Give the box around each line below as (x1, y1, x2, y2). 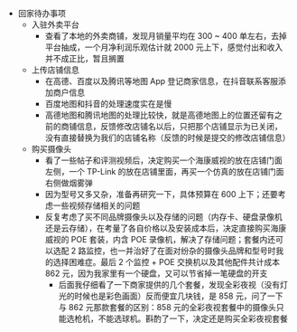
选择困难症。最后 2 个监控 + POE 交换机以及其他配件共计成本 (52, 257, 280, 267)
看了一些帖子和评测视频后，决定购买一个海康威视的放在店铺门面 (44, 155, 283, 166)
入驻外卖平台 (31, 19, 79, 30)
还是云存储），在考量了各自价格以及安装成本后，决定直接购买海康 (44, 223, 287, 233)
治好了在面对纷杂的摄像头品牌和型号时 (133, 245, 276, 256)
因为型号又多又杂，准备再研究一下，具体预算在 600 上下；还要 (44, 189, 278, 199)
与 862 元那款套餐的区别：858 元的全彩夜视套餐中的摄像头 (58, 302, 277, 312)
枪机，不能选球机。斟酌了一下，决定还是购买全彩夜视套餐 (74, 313, 289, 324)
